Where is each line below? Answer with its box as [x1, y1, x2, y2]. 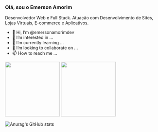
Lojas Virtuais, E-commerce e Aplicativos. [5, 20, 89, 26]
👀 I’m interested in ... [12, 34, 53, 40]
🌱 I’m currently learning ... [12, 40, 64, 46]
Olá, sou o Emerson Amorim [5, 4, 72, 11]
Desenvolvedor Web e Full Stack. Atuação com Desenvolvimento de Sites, [5, 15, 154, 21]
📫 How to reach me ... [12, 50, 57, 56]
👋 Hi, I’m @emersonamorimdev [12, 30, 74, 35]
